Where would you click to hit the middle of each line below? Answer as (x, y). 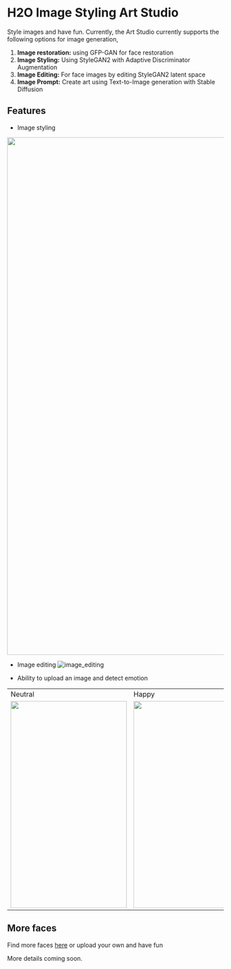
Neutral (22, 694)
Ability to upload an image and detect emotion (82, 678)
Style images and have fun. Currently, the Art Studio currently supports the (113, 32)
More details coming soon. (45, 958)
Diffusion (30, 89)
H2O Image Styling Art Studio (93, 13)
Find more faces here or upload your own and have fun (85, 945)
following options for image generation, (63, 39)
